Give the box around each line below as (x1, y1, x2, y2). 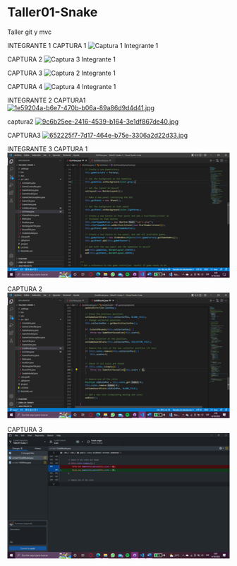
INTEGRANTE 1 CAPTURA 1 (7, 41, 87, 49)
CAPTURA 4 (7, 82, 43, 90)
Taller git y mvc (7, 28, 51, 36)
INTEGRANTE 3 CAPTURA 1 (7, 144, 88, 153)
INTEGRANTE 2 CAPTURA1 (7, 96, 86, 105)
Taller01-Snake (7, 4, 98, 20)
